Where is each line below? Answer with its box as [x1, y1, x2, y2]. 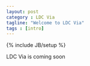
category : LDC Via [6, 14, 55, 20]
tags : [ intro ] [6, 25, 44, 32]
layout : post [6, 8, 39, 15]
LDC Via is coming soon [6, 53, 66, 60]
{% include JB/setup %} [6, 42, 66, 49]
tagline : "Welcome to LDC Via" [6, 20, 85, 26]
